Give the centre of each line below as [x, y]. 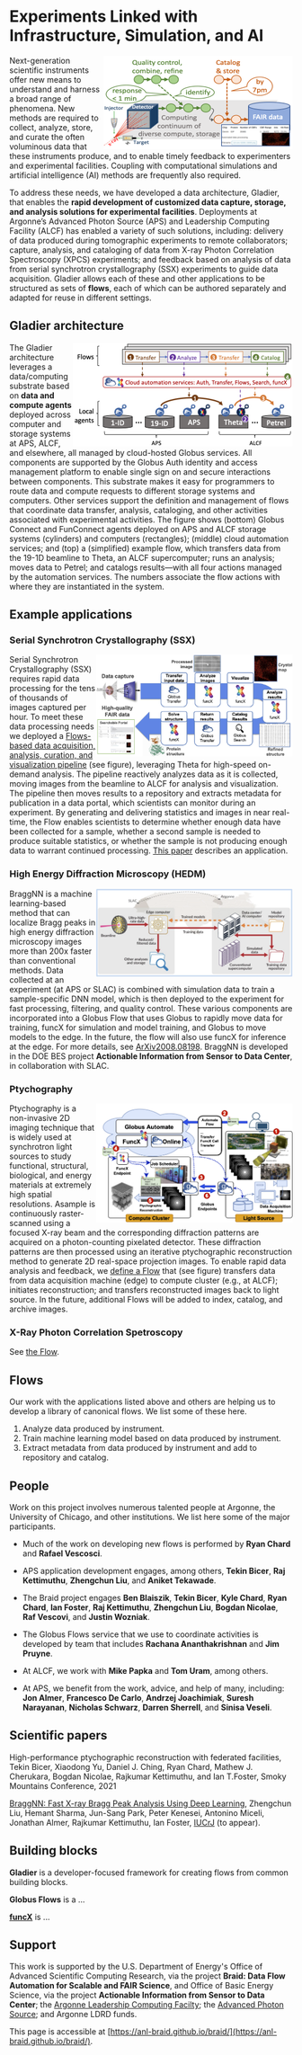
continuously [33, 1214]
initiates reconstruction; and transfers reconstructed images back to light [144, 1290]
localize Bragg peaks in [53, 922]
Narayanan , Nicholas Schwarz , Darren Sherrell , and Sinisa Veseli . [147, 1707]
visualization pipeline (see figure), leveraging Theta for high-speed [133, 765]
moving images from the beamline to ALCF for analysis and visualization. [144, 784]
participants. [33, 1526]
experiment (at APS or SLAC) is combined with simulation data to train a [142, 989]
